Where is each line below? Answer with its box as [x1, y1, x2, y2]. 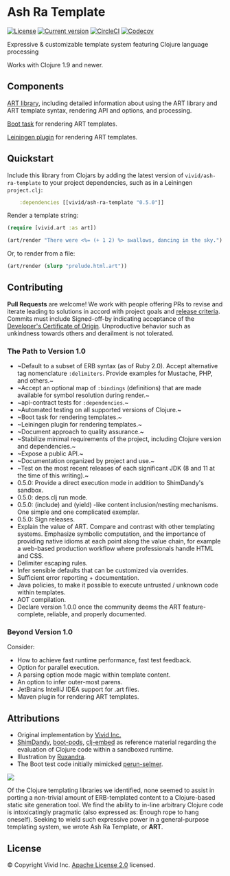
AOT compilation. [16, 596, 67, 604]
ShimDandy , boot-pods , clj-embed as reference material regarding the [16, 738, 216, 746]
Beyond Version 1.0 [7, 627, 73, 637]
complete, [16, 610, 46, 618]
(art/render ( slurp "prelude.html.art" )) [7, 262, 128, 270]
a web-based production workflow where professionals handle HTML [16, 544, 214, 553]
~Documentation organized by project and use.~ [16, 457, 155, 465]
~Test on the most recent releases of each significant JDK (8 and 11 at [16, 464, 215, 473]
